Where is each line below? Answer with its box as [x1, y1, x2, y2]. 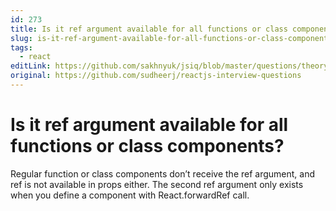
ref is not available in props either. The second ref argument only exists [10, 178, 304, 190]
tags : [10, 42, 33, 53]
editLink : [10, 61, 52, 71]
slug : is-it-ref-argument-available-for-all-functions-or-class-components [10, 33, 333, 43]
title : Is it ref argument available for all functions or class [10, 24, 288, 34]
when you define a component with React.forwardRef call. [10, 189, 250, 201]
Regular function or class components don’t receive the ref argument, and [10, 167, 316, 180]
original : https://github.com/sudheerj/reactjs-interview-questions [10, 71, 302, 81]
